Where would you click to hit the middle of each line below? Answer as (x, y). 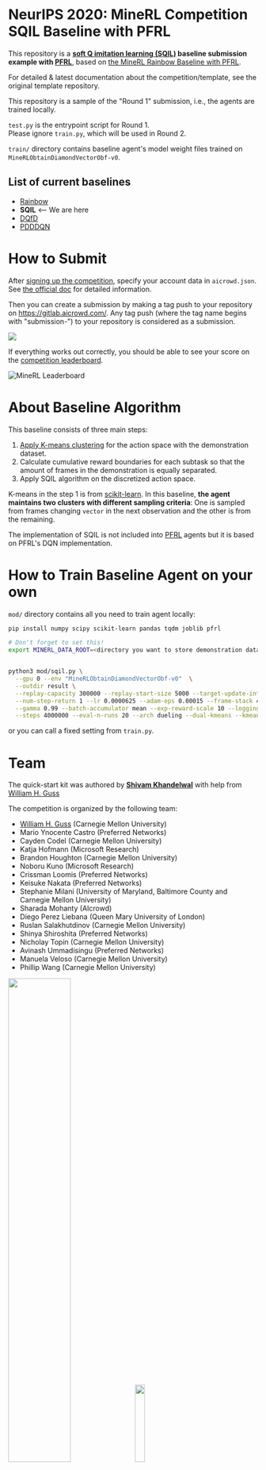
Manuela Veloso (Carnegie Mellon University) (93, 959)
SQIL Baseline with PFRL (90, 31)
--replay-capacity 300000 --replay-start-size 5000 (103, 693)
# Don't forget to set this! (56, 643)
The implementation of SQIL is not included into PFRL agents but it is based (131, 534)
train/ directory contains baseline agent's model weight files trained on (125, 148)
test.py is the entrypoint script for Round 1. (79, 125)
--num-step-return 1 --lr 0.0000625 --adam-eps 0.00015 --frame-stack (134, 701)
